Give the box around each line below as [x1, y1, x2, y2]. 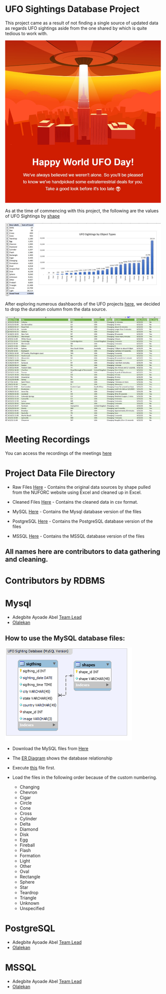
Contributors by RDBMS [5, 575, 105, 587]
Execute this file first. [12, 765, 56, 771]
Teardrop [19, 890, 39, 896]
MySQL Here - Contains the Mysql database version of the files [12, 508, 142, 515]
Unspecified [19, 906, 45, 912]
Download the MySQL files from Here [12, 746, 89, 752]
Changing [19, 784, 40, 790]
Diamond [19, 826, 39, 833]
